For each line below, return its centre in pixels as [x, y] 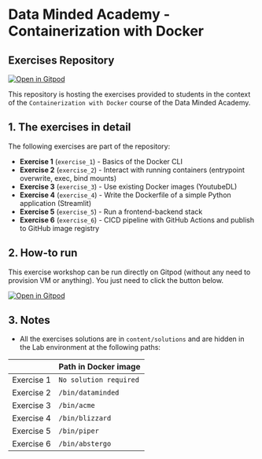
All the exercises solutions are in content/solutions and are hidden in [132, 339]
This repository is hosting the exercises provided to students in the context [129, 94]
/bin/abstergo [85, 444]
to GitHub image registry [59, 228]
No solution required [99, 380]
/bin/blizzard [85, 419]
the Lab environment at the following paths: [90, 347]
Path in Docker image [100, 367]
